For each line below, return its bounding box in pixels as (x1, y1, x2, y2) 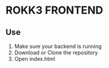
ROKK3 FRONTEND (5, 4, 103, 17)
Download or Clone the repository (14, 49, 98, 56)
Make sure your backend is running (14, 43, 102, 50)
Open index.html (14, 56, 55, 62)
